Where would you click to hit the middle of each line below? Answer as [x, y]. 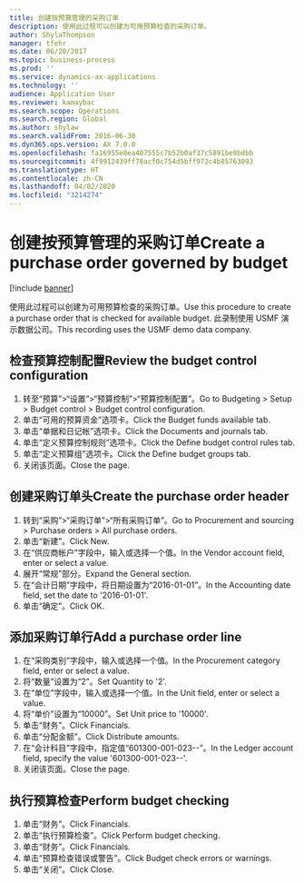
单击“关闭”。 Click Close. [69, 869]
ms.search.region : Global [58, 119]
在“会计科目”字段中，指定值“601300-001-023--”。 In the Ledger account [158, 748]
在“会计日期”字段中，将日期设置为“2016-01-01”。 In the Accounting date [157, 585]
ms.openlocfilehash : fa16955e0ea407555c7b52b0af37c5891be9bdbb [132, 153]
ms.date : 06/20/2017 [49, 52]
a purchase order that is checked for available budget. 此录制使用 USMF [144, 318]
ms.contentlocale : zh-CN [56, 178]
